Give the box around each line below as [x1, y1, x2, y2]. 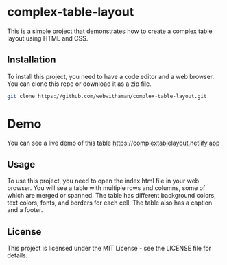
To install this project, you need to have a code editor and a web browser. [7, 72, 215, 80]
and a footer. [7, 206, 43, 214]
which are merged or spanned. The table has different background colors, [7, 192, 216, 200]
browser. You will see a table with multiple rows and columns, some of [7, 184, 206, 192]
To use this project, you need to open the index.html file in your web [7, 176, 200, 185]
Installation [7, 54, 56, 66]
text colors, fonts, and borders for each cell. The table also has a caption [7, 198, 213, 207]
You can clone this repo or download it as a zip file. [7, 80, 152, 88]
